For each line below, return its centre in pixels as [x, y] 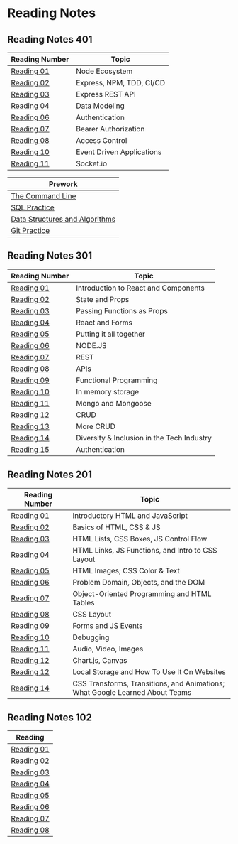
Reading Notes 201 [50, 475]
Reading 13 [30, 426]
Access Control [101, 140]
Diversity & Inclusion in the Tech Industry [144, 438]
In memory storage [107, 391]
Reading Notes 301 [50, 256]
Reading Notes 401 [50, 39]
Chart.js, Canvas [100, 660]
